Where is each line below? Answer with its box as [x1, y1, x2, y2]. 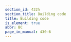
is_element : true [5, 20, 40, 26]
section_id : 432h [5, 7, 40, 12]
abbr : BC [5, 25, 23, 30]
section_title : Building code [5, 12, 67, 16]
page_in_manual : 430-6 [5, 29, 51, 34]
